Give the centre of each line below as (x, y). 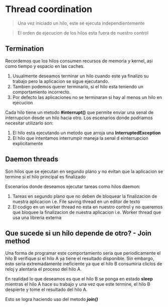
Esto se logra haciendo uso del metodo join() (52, 299)
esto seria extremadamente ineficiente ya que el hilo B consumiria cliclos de (84, 264)
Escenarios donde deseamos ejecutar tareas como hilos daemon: (73, 186)
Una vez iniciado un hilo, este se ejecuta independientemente (81, 23)
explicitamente (28, 143)
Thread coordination (49, 9)
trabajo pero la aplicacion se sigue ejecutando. (61, 81)
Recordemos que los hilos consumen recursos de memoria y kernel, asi (79, 61)
